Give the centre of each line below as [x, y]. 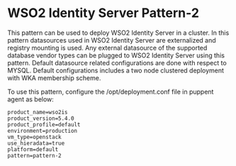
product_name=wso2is [38, 112]
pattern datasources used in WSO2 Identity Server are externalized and [112, 40]
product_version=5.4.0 [41, 118]
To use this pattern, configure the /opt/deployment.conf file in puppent [111, 92]
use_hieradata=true [36, 143]
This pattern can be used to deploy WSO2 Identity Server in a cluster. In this [118, 33]
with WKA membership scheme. [54, 78]
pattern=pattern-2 [34, 155]
